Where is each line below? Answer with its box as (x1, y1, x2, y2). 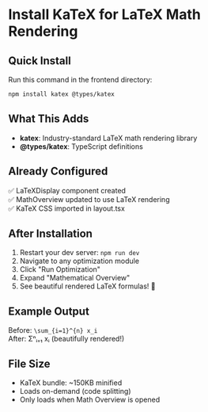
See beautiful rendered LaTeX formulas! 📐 (19, 281, 156, 291)
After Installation (8, 227, 93, 240)
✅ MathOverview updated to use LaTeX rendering (8, 194, 170, 204)
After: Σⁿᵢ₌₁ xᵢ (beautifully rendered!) (8, 334, 125, 344)
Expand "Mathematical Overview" (19, 273, 130, 283)
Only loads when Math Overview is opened (19, 395, 161, 404)
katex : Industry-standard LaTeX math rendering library (19, 133, 198, 143)
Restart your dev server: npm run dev (19, 248, 140, 257)
